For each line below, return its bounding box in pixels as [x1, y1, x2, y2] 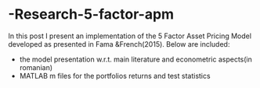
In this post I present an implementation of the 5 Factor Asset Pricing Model [8, 31, 252, 40]
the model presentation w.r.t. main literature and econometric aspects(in [19, 55, 253, 64]
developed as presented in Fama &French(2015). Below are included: [8, 39, 230, 48]
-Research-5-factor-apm [8, 5, 175, 23]
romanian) [19, 62, 53, 72]
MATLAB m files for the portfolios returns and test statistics [19, 71, 211, 80]
